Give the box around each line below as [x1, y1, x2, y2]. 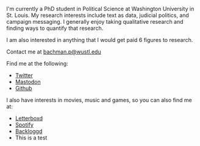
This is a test [15, 134, 48, 141]
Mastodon [15, 78, 41, 85]
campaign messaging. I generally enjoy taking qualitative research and [6, 18, 184, 25]
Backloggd [15, 128, 43, 134]
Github [15, 85, 32, 92]
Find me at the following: [6, 60, 68, 67]
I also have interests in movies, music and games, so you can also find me [6, 97, 192, 103]
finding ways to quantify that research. [6, 24, 104, 32]
